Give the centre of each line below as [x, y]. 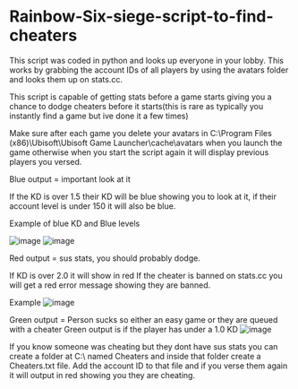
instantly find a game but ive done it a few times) [99, 116]
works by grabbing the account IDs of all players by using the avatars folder [149, 70]
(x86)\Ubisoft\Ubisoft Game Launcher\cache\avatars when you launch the [146, 143]
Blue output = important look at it [70, 179]
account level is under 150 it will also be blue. [93, 206]
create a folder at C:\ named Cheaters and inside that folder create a [135, 356]
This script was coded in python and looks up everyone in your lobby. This [147, 60]
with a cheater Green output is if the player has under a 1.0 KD [124, 329]
